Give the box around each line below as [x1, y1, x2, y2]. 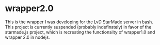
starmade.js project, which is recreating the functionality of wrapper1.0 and [5, 29, 155, 35]
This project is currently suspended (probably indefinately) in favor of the [5, 24, 152, 30]
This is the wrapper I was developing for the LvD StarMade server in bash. [5, 19, 154, 25]
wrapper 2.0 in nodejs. [5, 34, 50, 40]
